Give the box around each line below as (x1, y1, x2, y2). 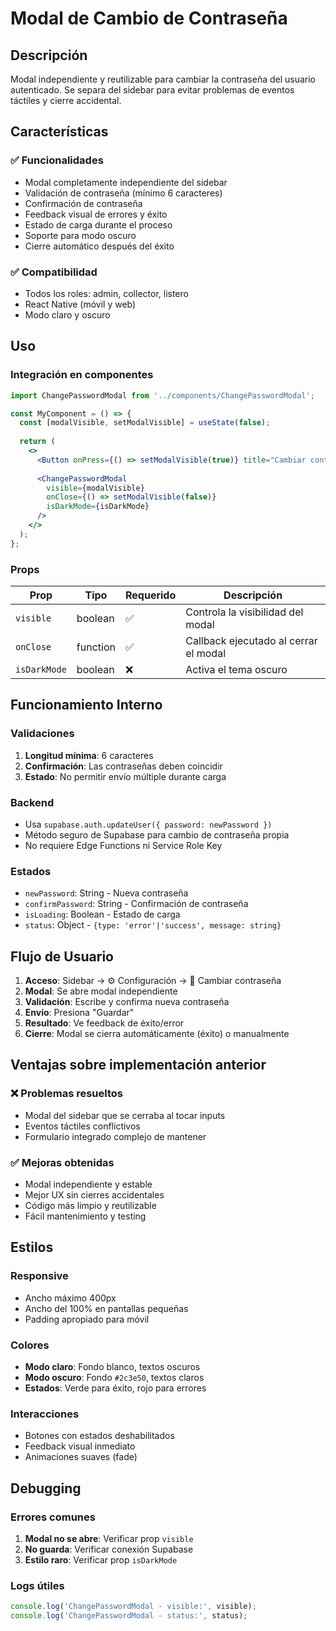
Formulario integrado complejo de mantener (24, 1130, 207, 1142)
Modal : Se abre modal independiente (24, 985, 178, 997)
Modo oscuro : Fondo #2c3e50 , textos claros (24, 1372, 205, 1384)
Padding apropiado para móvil (24, 1313, 150, 1325)
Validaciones (10, 727, 75, 741)
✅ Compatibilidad (10, 265, 98, 279)
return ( (19, 437, 56, 447)
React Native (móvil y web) (24, 298, 137, 310)
